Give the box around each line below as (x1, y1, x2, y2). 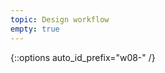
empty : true (10, 24, 60, 34)
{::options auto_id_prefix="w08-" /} (10, 51, 156, 63)
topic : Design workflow (10, 14, 110, 25)
